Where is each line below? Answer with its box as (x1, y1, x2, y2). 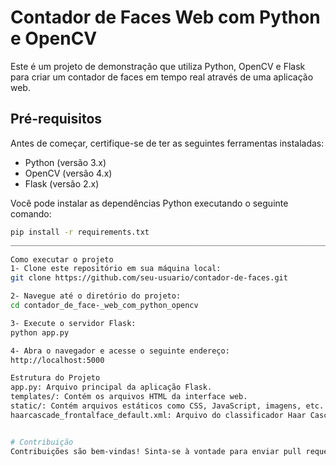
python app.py (10, 327, 70, 338)
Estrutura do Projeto (10, 373, 101, 383)
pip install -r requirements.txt (10, 227, 150, 237)
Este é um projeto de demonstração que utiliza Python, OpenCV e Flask (10, 60, 306, 72)
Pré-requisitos (10, 111, 103, 128)
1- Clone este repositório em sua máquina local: (10, 264, 222, 274)
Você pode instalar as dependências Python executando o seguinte (10, 197, 289, 209)
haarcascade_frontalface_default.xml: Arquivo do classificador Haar (10, 410, 307, 420)
